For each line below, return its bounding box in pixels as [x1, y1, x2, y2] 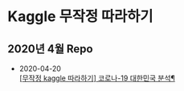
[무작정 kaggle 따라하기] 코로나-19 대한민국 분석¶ [18, 73, 176, 83]
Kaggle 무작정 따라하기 [7, 7, 153, 26]
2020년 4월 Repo [7, 42, 93, 56]
